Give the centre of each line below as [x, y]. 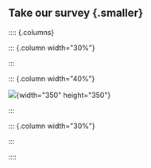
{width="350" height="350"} [64, 95]
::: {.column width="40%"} [52, 78]
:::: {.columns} [31, 32]
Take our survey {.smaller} [76, 13]
